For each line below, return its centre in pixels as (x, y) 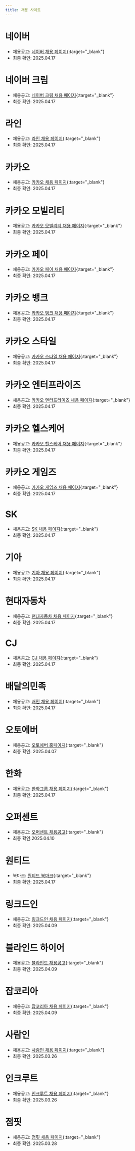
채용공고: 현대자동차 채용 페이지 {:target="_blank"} (62, 616)
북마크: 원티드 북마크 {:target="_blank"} (52, 876)
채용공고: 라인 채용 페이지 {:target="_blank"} (57, 139)
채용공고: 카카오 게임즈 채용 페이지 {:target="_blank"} (65, 487)
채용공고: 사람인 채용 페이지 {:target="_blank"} (59, 1050)
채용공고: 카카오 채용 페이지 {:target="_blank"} (59, 182)
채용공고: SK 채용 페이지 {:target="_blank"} (55, 529)
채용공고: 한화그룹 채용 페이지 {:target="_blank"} (60, 789)
